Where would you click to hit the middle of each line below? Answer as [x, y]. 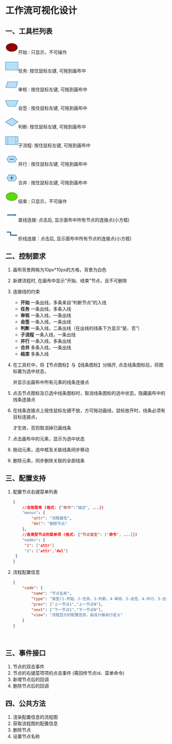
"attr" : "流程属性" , [52, 518]
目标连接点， [26, 416]
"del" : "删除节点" [49, 524]
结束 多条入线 [35, 354]
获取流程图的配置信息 [35, 723]
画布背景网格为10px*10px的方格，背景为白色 [59, 269]
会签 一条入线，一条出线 [46, 321]
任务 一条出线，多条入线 [46, 309]
